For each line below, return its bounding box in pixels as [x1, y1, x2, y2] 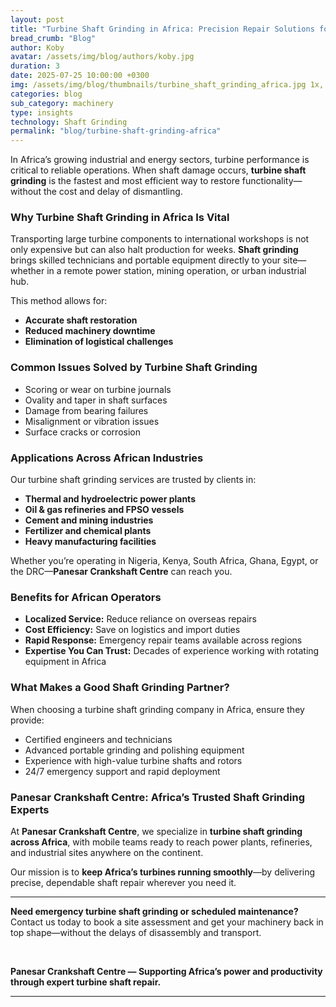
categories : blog [10, 89, 83, 99]
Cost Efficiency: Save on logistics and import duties [24, 624, 241, 636]
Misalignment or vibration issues [24, 415, 160, 427]
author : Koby [10, 42, 65, 53]
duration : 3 [10, 61, 60, 71]
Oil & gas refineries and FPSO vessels [24, 504, 185, 516]
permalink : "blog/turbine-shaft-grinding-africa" [10, 126, 222, 136]
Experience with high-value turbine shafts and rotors [24, 754, 243, 766]
